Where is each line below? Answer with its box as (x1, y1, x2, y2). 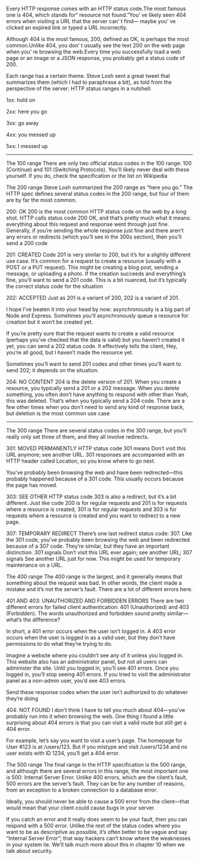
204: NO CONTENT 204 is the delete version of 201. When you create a (6, 378, 182, 385)
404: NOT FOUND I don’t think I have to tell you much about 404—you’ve (6, 707, 185, 713)
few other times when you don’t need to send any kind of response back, (6, 404, 185, 410)
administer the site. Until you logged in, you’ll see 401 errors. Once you (6, 664, 179, 671)
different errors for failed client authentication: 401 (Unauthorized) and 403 (6, 604, 190, 610)
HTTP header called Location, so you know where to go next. (6, 457, 156, 464)
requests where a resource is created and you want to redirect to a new (6, 512, 181, 519)
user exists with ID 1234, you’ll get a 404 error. (6, 749, 120, 757)
